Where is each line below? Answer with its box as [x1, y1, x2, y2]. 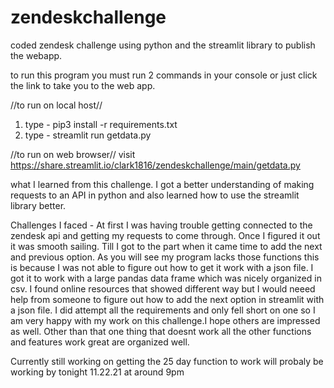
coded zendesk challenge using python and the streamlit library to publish [10, 39, 316, 51]
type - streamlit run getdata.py [24, 129, 152, 141]
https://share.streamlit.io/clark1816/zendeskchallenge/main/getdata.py [10, 159, 301, 171]
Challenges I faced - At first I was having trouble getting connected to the [10, 219, 313, 231]
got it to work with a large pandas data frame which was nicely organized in [10, 272, 322, 284]
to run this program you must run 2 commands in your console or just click [10, 69, 318, 81]
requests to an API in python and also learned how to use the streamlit [10, 189, 300, 201]
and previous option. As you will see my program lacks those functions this [10, 251, 320, 263]
